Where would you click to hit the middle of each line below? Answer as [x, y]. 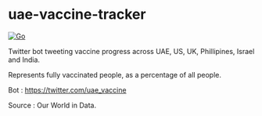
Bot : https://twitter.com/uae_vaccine [67, 90]
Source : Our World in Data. [52, 105]
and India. [24, 60]
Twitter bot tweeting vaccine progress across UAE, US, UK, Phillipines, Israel [131, 51]
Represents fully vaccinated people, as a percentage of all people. [115, 74]
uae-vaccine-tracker [77, 14]
